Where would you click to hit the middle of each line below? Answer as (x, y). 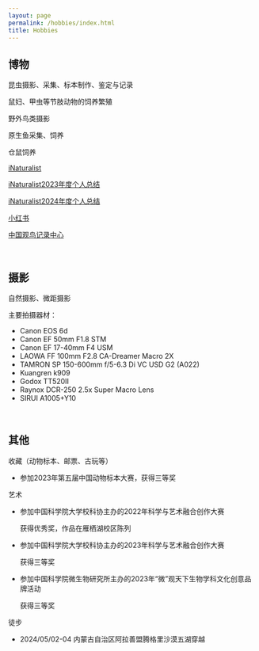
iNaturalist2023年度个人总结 (54, 185)
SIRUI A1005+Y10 (48, 398)
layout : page (30, 15)
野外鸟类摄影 (29, 119)
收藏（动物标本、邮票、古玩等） (60, 461)
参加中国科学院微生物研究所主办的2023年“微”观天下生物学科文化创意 (132, 578)
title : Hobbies (33, 30)
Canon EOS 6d (44, 331)
